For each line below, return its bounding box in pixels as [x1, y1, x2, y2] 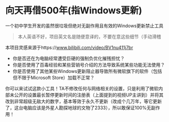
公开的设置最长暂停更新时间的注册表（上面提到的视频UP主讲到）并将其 [14, 92, 164, 98]
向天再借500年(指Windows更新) [5, 5, 142, 16]
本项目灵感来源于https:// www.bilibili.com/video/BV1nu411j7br [5, 44, 133, 50]
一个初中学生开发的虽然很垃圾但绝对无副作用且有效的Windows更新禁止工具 [5, 23, 164, 29]
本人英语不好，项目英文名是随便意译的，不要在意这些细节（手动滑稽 [17, 33, 161, 39]
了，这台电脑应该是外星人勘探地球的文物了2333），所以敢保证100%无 [5, 105, 152, 111]
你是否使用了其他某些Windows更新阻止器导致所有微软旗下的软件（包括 [12, 68, 162, 74]
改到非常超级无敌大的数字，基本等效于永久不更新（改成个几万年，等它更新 [5, 98, 162, 104]
